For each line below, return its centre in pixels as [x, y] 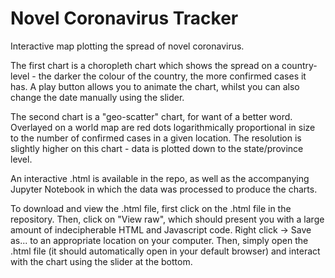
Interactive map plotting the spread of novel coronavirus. [127, 46]
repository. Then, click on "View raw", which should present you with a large [167, 219]
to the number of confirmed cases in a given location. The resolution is [156, 138]
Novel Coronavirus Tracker [124, 18]
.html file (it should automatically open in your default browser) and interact [165, 251]
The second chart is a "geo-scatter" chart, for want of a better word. [151, 116]
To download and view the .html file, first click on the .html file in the [151, 208]
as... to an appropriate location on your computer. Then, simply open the [159, 240]
